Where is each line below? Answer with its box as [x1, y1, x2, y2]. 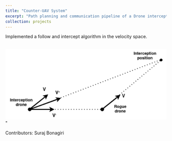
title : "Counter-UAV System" [5, 8, 68, 13]
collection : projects [5, 19, 52, 24]
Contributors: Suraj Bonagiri [5, 130, 64, 136]
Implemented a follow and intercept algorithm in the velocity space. [5, 34, 147, 40]
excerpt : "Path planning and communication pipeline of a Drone [5, 13, 145, 19]
